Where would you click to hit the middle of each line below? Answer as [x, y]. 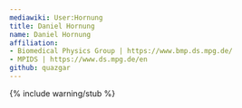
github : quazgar [40, 68]
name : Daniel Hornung [50, 34]
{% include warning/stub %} [63, 93]
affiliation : [34, 43]
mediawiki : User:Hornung [56, 18]
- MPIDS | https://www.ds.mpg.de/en [78, 59]
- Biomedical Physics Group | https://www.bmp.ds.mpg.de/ [121, 51]
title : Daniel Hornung [52, 26]
